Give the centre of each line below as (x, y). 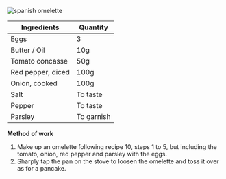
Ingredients (40, 27)
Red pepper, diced (40, 72)
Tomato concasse (39, 61)
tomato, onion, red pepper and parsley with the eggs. (92, 154)
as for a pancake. (41, 168)
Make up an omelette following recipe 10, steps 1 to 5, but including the (117, 147)
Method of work (30, 134)
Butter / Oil (28, 50)
